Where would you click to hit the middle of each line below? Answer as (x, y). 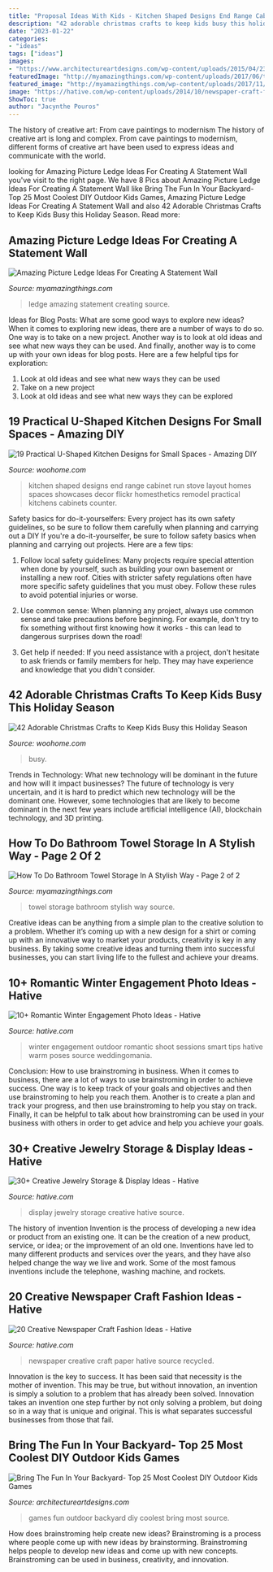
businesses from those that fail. (61, 1419)
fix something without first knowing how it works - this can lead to (131, 628)
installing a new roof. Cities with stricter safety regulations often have (136, 577)
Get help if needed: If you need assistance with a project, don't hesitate (140, 652)
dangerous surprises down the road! (81, 636)
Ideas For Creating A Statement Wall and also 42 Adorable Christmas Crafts (135, 206)
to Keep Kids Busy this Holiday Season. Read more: (94, 215)
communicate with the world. (57, 156)
